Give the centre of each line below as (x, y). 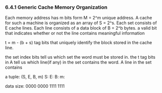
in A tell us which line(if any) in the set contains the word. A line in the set (78, 62)
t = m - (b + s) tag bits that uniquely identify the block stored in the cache (79, 43)
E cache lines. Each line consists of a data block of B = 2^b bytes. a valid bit (81, 28)
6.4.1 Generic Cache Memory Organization (56, 7)
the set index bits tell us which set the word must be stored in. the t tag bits (80, 57)
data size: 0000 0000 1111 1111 (35, 86)
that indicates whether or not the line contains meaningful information (75, 33)
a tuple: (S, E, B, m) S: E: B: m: (35, 77)
